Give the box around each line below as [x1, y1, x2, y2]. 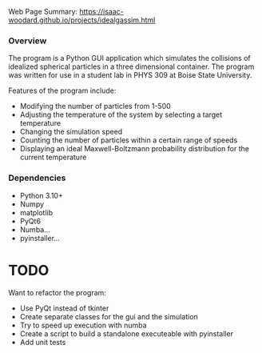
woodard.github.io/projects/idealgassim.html [8, 15, 156, 25]
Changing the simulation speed [19, 127, 123, 137]
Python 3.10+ [19, 191, 64, 200]
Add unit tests [19, 337, 66, 347]
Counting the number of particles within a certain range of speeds [19, 135, 238, 145]
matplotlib [19, 207, 54, 217]
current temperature [19, 152, 87, 162]
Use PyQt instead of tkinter [19, 303, 109, 313]
